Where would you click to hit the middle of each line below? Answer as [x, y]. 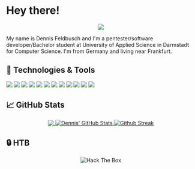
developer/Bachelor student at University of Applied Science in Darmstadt [97, 45]
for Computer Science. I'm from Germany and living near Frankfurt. [89, 51]
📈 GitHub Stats [35, 105]
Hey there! [33, 11]
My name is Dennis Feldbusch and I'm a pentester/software [80, 38]
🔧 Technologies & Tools [51, 70]
